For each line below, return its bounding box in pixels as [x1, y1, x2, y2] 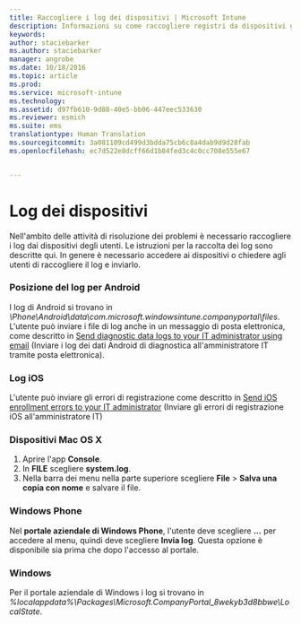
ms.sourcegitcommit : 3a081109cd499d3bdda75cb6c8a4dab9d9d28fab [9, 138, 251, 147]
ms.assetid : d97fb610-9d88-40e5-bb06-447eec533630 [9, 105, 202, 114]
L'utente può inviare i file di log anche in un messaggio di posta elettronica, [9, 320, 286, 332]
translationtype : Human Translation [9, 130, 146, 139]
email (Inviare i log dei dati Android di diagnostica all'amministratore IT [9, 340, 269, 351]
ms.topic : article [9, 72, 78, 81]
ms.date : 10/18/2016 [9, 64, 87, 73]
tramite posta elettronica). [9, 349, 105, 360]
